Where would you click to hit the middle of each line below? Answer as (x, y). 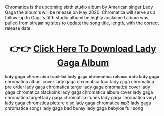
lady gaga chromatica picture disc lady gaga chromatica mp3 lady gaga (78, 103)
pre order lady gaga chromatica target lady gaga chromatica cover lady (78, 87)
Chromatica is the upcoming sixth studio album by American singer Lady (79, 7)
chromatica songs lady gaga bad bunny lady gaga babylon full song (74, 108)
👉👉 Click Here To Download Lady (83, 49)
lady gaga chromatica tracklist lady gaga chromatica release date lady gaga (82, 77)
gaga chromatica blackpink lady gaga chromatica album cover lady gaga (79, 92)
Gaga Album (83, 63)
